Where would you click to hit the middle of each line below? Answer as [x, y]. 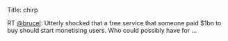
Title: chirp [23, 10]
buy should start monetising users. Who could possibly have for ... [102, 30]
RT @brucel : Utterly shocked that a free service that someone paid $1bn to [114, 23]
